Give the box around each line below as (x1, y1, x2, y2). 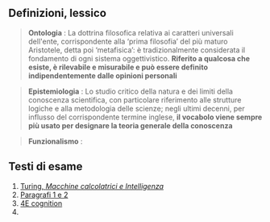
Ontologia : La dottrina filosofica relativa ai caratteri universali (27, 27, 234, 37)
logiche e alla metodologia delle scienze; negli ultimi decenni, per (27, 103, 245, 113)
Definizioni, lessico (8, 6, 107, 20)
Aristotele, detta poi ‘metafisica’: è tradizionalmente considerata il (27, 44, 246, 55)
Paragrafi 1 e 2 (19, 190, 69, 199)
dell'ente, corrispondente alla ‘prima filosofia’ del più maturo (27, 36, 228, 46)
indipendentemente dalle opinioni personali (27, 70, 177, 80)
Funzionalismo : (27, 136, 83, 146)
